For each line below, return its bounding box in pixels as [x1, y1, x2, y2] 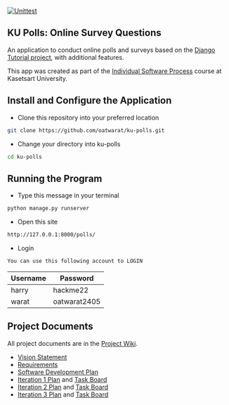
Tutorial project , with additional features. [7, 53, 124, 61]
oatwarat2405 [53, 296, 101, 306]
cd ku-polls [7, 153, 42, 160]
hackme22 [53, 285, 89, 295]
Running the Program [7, 172, 103, 184]
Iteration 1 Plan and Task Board [17, 375, 107, 383]
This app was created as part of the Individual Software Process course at [7, 67, 222, 75]
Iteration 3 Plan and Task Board [17, 390, 109, 399]
